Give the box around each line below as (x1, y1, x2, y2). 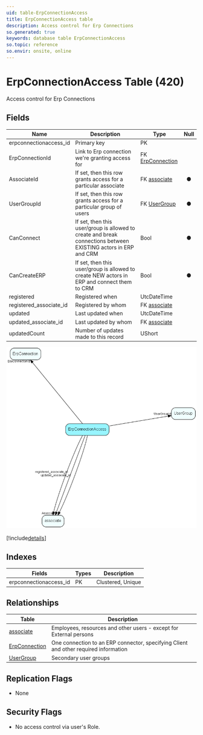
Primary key (75, 139, 105, 147)
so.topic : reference (6, 42, 59, 48)
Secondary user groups (51, 654, 110, 661)
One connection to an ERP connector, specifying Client (51, 639, 188, 646)
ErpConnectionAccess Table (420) (6, 75, 184, 89)
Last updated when (75, 310, 123, 317)
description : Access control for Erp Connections (6, 22, 134, 29)
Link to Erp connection (75, 147, 132, 155)
